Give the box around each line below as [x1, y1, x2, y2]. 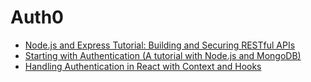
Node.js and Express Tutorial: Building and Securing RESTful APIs [24, 39, 296, 51]
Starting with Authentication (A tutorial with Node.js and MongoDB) [24, 49, 302, 61]
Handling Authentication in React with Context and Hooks [24, 60, 262, 72]
